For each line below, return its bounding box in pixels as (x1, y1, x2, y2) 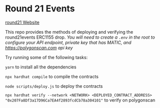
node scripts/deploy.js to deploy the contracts (5, 83, 103, 89)
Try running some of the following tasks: (5, 54, 88, 60)
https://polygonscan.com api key (5, 45, 73, 51)
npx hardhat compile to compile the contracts (5, 73, 99, 79)
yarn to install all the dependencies (5, 64, 77, 70)
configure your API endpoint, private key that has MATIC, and (5, 39, 132, 45)
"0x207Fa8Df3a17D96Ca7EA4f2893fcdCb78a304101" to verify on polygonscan (5, 97, 156, 103)
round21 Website (5, 19, 40, 25)
